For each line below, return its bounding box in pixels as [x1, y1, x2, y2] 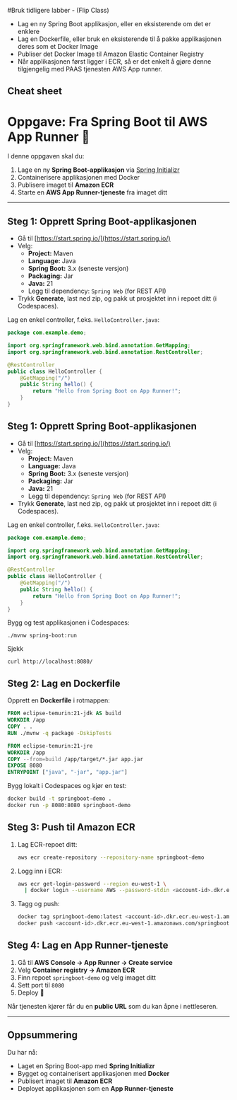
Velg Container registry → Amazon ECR [17, 966, 135, 974]
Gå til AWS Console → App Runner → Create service [17, 958, 173, 966]
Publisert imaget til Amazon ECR [17, 1077, 113, 1085]
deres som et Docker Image [17, 42, 99, 50]
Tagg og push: [17, 900, 60, 908]
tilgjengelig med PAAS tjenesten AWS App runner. [17, 65, 162, 73]
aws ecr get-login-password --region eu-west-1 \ [17, 880, 167, 887]
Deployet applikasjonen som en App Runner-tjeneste [17, 1084, 174, 1092]
